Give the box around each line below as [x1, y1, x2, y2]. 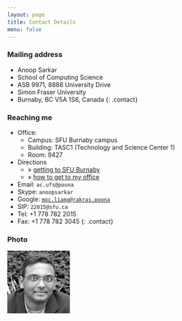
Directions [17, 157, 47, 166]
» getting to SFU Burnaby [27, 165, 101, 173]
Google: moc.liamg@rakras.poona [17, 195, 110, 203]
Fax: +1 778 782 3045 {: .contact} [17, 217, 113, 226]
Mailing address [7, 49, 63, 59]
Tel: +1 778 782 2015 [17, 210, 76, 218]
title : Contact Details [7, 18, 76, 26]
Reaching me [7, 112, 53, 122]
